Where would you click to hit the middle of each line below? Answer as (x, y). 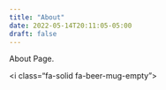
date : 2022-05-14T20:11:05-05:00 (71, 26)
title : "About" (37, 17)
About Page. (32, 59)
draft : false (33, 34)
